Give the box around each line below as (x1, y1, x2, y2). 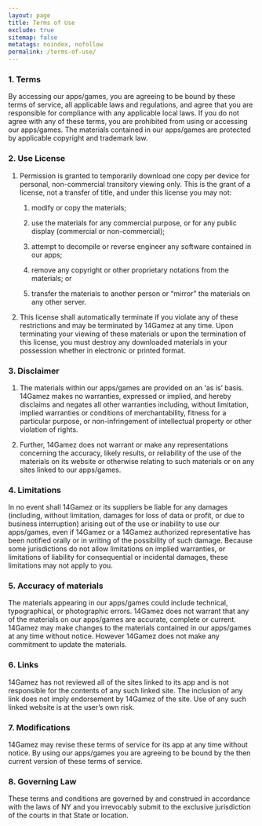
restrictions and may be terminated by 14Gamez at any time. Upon (19, 320, 234, 330)
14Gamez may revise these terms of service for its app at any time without (8, 740, 249, 750)
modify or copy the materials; (31, 203, 127, 212)
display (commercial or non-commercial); (31, 226, 166, 236)
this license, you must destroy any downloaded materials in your (19, 337, 227, 346)
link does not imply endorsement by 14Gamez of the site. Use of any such (8, 694, 247, 704)
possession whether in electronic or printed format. (19, 345, 186, 355)
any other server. (31, 297, 87, 306)
